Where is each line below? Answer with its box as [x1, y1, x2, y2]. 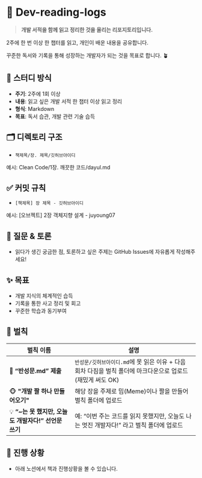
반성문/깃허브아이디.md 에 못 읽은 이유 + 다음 [75, 357, 186, 366]
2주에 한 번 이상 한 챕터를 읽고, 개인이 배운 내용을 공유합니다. [6, 39, 148, 46]
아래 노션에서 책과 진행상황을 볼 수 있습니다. [14, 465, 118, 472]
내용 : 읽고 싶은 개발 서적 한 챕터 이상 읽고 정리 [14, 98, 122, 105]
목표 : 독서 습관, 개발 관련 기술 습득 [14, 113, 95, 120]
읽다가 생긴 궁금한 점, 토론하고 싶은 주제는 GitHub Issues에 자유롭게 [14, 248, 175, 256]
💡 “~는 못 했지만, [9, 407, 55, 415]
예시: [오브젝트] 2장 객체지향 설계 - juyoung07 [6, 212, 115, 219]
